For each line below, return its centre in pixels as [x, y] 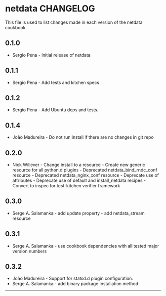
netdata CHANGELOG [50, 9]
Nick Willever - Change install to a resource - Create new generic [79, 165]
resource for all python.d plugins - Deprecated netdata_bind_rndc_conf [84, 170]
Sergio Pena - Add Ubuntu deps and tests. [55, 110]
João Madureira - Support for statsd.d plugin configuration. [73, 278]
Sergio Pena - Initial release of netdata [51, 55]
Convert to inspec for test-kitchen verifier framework [66, 186]
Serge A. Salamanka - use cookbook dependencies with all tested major [86, 246]
